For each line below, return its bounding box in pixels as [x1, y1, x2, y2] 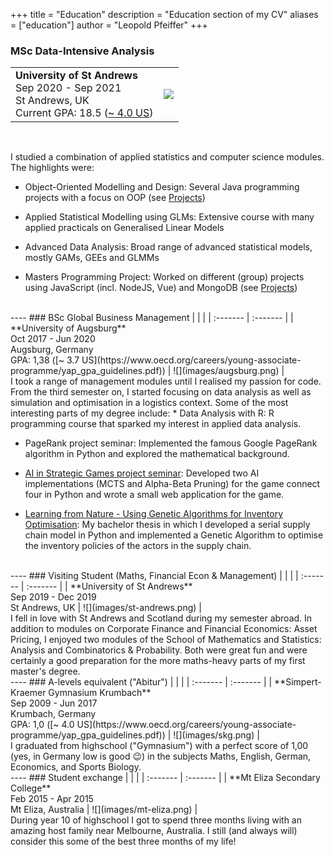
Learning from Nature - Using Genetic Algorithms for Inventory [24, 508, 284, 520]
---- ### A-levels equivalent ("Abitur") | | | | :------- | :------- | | [10, 676, 273, 688]
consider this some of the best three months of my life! [10, 835, 237, 848]
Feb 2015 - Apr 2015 [10, 793, 94, 805]
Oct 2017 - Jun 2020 [10, 333, 96, 345]
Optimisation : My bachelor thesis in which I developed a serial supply [24, 519, 311, 531]
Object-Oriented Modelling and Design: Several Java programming [24, 181, 300, 193]
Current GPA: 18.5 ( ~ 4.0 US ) [15, 106, 154, 120]
